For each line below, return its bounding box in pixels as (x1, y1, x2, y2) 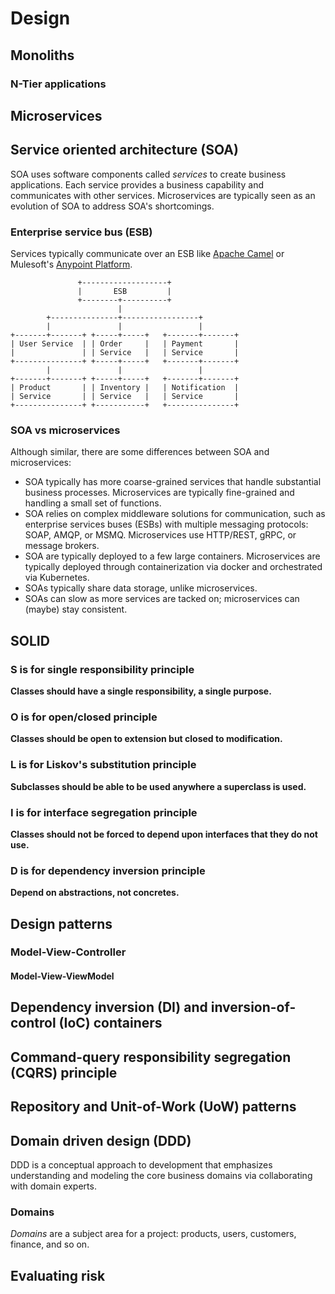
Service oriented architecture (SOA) (10, 142, 239, 159)
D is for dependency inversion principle (10, 863, 206, 877)
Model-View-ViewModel (10, 970, 115, 982)
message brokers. (24, 540, 100, 552)
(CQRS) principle (10, 1064, 118, 1081)
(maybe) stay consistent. (24, 603, 128, 616)
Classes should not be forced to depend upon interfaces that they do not (10, 828, 318, 840)
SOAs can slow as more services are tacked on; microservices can (24, 593, 300, 605)
